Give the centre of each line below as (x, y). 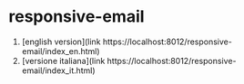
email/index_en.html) (61, 51)
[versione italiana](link (63, 61)
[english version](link (61, 42)
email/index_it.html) (59, 70)
